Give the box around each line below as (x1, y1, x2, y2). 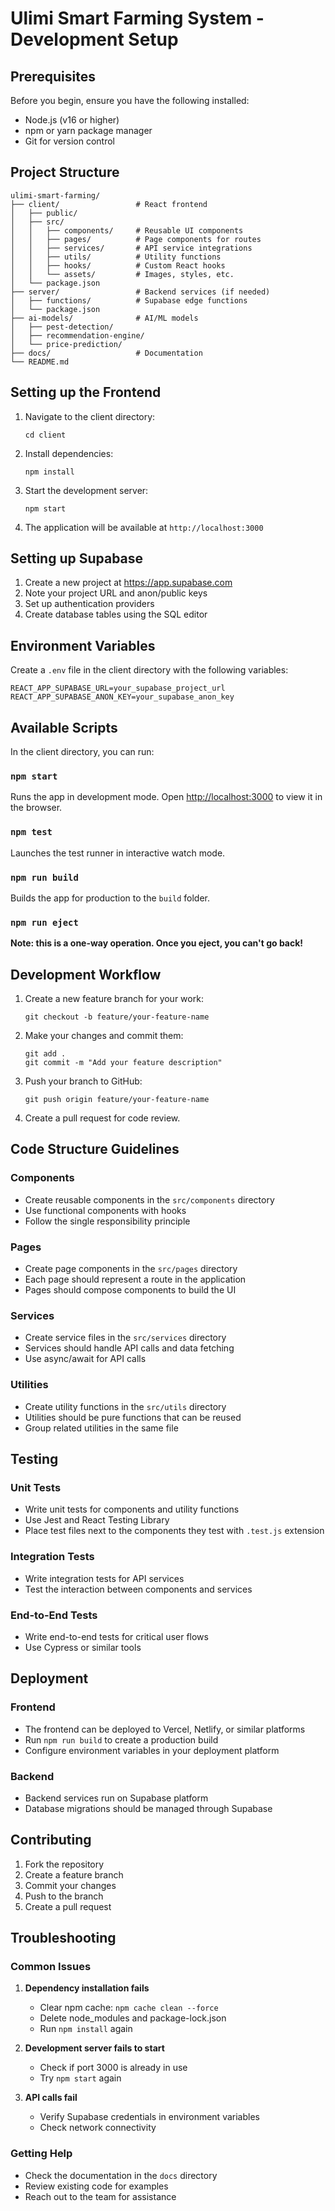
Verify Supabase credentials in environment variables (39, 2111, 260, 2123)
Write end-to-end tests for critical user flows (24, 1630, 209, 1642)
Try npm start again (39, 2072, 122, 2084)
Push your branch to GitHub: (24, 1075, 143, 1087)
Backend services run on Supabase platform (24, 1792, 209, 1804)
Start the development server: (24, 484, 149, 496)
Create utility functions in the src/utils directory (24, 1400, 227, 1412)
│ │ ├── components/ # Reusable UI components (10, 225, 244, 236)
